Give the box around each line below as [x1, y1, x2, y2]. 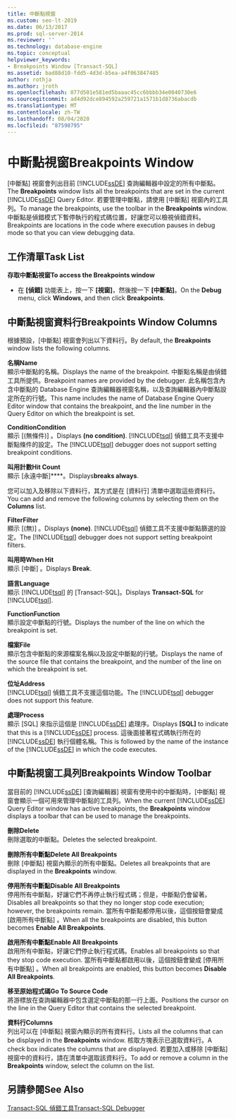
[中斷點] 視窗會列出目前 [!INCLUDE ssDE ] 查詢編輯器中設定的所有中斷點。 [7, 179, 220, 188]
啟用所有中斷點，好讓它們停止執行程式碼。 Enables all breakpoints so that [7, 947, 220, 955]
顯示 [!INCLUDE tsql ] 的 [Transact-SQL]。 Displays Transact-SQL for [7, 588, 204, 597]
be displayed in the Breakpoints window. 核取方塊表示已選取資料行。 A [7, 1036, 213, 1044]
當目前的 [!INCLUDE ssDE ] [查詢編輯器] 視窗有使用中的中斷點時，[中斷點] [7, 787, 218, 796]
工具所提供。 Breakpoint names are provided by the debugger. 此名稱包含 [7, 376, 220, 385]
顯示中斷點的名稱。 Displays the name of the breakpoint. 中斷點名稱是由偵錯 [7, 368, 228, 376]
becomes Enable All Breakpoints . [7, 923, 106, 932]
